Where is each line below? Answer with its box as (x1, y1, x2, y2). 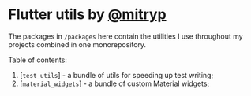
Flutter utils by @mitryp (8, 6, 167, 24)
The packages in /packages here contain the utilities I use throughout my (8, 31, 243, 41)
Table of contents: (8, 55, 67, 65)
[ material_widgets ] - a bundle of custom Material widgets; (19, 79, 210, 88)
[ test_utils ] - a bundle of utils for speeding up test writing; (19, 70, 214, 79)
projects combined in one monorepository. (8, 39, 147, 49)
